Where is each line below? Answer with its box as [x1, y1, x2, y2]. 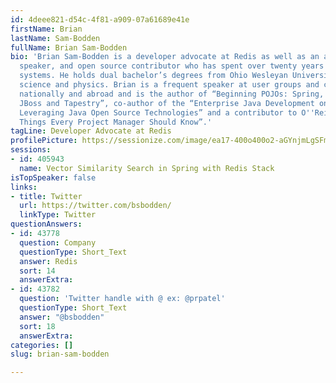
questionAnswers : [10, 219, 83, 230]
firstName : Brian [10, 24, 83, 34]
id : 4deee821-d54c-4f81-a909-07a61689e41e [10, 14, 190, 25]
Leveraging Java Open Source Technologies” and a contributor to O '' [19, 107, 315, 118]
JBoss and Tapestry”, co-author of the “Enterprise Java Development [19, 98, 315, 108]
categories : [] [10, 340, 74, 350]
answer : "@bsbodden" [19, 312, 105, 322]
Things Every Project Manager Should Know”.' [19, 117, 213, 127]
